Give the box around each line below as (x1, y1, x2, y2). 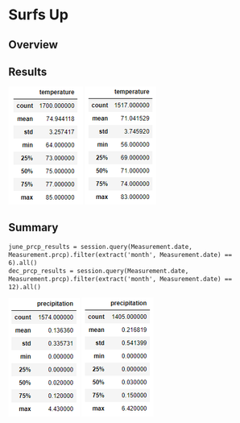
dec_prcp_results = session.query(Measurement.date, (8, 267, 189, 276)
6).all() (8, 259, 38, 267)
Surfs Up (8, 6, 68, 24)
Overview (8, 38, 59, 52)
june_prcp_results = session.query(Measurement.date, (8, 243, 193, 251)
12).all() (8, 284, 42, 292)
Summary (8, 220, 59, 234)
